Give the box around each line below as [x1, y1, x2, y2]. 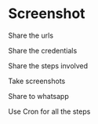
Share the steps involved [8, 60, 89, 71]
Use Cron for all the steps [8, 107, 91, 116]
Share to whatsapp [8, 91, 69, 100]
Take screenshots [8, 76, 66, 86]
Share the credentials [8, 46, 78, 55]
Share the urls [8, 31, 53, 40]
